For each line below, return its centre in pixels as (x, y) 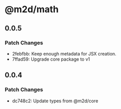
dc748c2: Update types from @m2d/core (55, 101)
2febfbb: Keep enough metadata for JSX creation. (64, 53)
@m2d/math (32, 9)
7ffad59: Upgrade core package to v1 (51, 59)
